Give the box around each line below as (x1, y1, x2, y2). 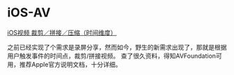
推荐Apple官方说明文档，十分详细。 (19, 60, 122, 68)
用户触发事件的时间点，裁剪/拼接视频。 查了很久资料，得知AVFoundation (7, 52, 217, 60)
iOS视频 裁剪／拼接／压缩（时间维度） (7, 28, 117, 36)
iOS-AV (7, 5, 51, 21)
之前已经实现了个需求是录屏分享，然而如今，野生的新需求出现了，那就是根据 (7, 43, 227, 51)
